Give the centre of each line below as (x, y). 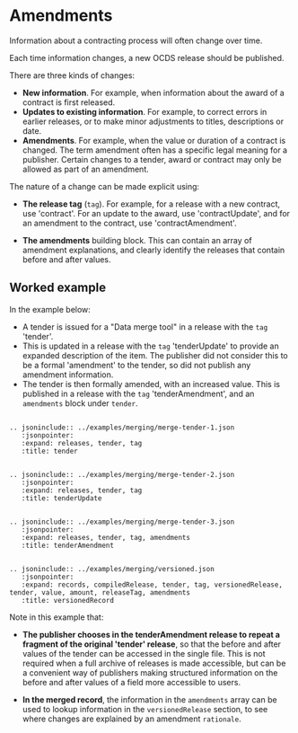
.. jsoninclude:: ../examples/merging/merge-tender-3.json (122, 522)
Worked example (57, 288)
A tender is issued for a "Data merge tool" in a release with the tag (145, 327)
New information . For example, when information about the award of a (153, 93)
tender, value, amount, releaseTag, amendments (100, 592)
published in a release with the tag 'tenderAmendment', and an (138, 393)
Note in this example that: (57, 617)
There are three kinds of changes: (72, 75)
